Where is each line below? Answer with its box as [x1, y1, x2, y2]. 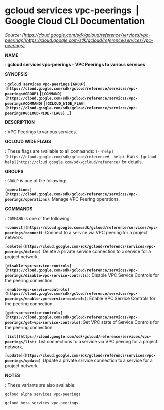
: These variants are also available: [5, 382, 76, 388]
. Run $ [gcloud [124, 153, 157, 159]
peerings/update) [5, 358, 41, 363]
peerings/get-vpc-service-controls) [5, 320, 81, 325]
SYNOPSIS [5, 71, 28, 77]
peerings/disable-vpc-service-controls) [5, 273, 90, 278]
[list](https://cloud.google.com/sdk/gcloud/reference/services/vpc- [5, 334, 152, 339]
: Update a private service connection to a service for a [40, 357, 153, 363]
